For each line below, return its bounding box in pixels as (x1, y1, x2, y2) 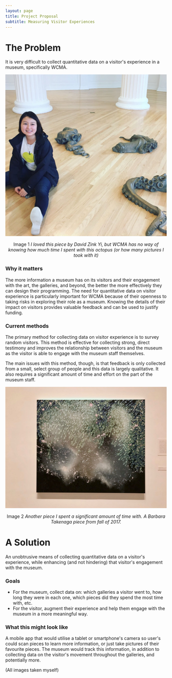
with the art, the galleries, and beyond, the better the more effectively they (5, 282, 162, 288)
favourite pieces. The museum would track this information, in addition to (5, 646, 160, 652)
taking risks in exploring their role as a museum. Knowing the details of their (5, 298, 165, 305)
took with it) (73, 252, 99, 259)
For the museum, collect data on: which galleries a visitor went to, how (12, 589, 162, 595)
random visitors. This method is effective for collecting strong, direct (5, 339, 150, 345)
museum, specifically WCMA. (5, 64, 68, 70)
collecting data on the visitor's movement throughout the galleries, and (5, 652, 155, 658)
